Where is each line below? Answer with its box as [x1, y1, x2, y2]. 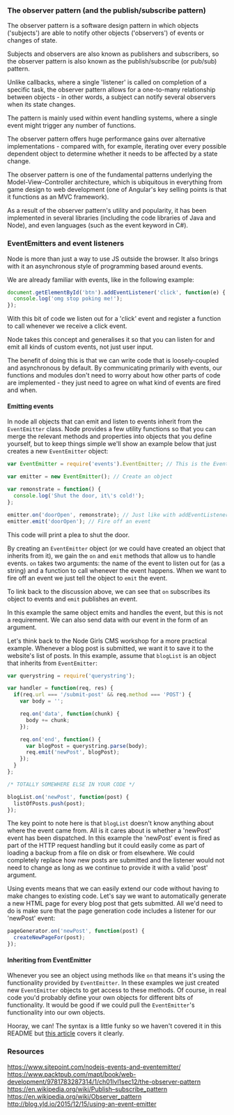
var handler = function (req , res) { [7, 684, 114, 692]
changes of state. [7, 36, 58, 45]
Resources [7, 1047, 45, 1056]
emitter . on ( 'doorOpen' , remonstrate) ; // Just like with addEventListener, [7, 511, 232, 518]
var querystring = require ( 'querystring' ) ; [7, 672, 136, 679]
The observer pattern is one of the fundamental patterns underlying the [7, 170, 212, 179]
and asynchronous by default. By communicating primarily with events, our [7, 364, 223, 372]
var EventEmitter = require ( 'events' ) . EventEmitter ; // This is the [7, 461, 210, 467]
